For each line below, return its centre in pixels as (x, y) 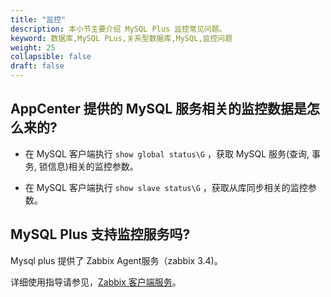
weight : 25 (33, 47)
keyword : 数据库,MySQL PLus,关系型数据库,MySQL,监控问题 (121, 38)
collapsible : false (51, 57)
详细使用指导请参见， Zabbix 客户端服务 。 (96, 282)
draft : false (37, 66)
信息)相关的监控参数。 (93, 166)
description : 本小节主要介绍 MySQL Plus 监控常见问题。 (118, 29)
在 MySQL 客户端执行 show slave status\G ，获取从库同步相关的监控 (166, 187)
